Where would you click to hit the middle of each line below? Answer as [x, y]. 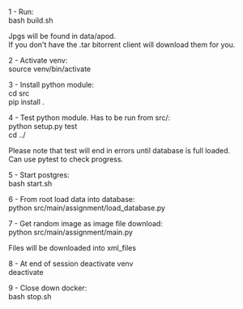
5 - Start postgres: [39, 175]
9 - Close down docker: [48, 288]
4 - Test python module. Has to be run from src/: [90, 118]
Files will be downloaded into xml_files [72, 248]
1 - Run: [21, 12]
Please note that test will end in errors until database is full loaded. [119, 150]
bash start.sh [30, 183]
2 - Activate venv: [38, 60]
